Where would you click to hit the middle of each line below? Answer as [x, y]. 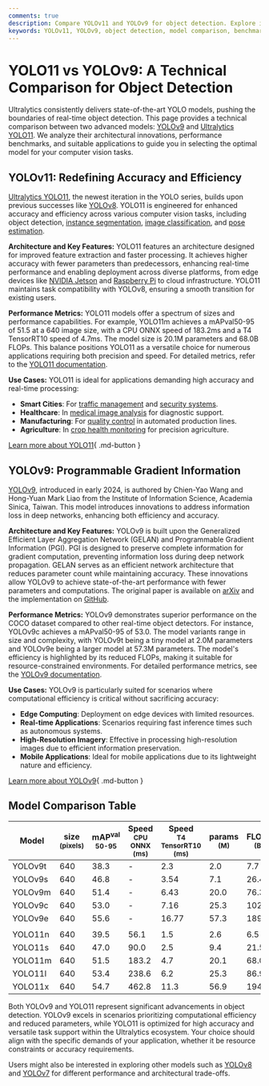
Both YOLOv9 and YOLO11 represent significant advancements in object [127, 1006]
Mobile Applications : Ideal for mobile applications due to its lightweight [138, 756]
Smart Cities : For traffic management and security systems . [119, 404]
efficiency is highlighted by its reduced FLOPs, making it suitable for [120, 657]
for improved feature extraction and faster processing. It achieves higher [128, 255]
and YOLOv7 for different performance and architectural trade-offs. [119, 1073]
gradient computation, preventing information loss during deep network [126, 556]
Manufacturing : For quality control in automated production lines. [128, 421]
